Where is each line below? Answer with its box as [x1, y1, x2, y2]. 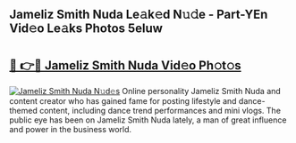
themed [9, 106, 38, 115]
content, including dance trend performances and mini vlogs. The [38, 106, 282, 115]
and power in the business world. [9, 124, 132, 134]
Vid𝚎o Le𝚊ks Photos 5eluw [9, 21, 164, 36]
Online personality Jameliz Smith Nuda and [122, 86, 282, 96]
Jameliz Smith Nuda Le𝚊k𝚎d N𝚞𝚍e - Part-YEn [9, 7, 268, 22]
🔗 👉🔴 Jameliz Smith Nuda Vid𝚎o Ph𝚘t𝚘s [9, 58, 241, 73]
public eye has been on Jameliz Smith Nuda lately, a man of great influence [9, 115, 287, 125]
